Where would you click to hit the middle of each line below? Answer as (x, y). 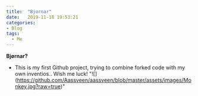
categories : (21, 23)
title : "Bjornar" (29, 12)
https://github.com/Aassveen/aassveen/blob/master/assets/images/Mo (104, 80)
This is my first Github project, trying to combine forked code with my (100, 68)
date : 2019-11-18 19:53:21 (42, 17)
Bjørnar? (17, 56)
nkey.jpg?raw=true (38, 86)
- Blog (14, 28)
